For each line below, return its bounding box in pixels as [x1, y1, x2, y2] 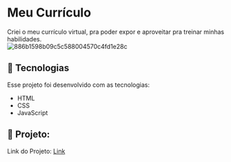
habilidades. [7, 34, 42, 43]
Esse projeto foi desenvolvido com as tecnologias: [7, 81, 150, 89]
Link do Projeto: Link [7, 147, 66, 155]
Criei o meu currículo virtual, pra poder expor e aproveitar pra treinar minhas [7, 28, 225, 36]
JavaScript [17, 108, 48, 117]
